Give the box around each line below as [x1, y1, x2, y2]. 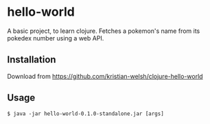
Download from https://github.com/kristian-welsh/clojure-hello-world [7, 72, 204, 80]
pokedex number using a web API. [7, 34, 104, 42]
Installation [7, 54, 56, 66]
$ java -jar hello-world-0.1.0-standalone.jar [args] [7, 110, 165, 117]
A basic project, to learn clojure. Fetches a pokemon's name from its [7, 27, 200, 35]
